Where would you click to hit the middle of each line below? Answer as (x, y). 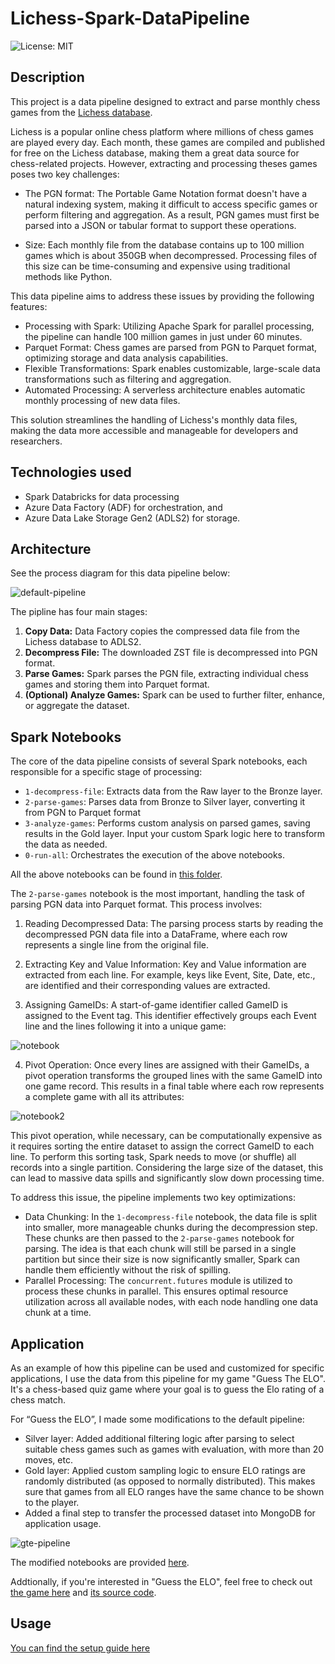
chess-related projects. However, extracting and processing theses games (164, 163)
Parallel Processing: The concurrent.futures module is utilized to (158, 1281)
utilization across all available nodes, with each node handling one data (171, 1302)
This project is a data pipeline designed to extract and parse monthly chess (165, 101)
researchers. (36, 441)
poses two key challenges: (65, 174)
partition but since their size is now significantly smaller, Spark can (162, 1259)
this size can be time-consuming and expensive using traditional (157, 266)
